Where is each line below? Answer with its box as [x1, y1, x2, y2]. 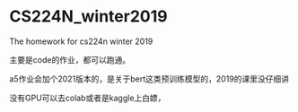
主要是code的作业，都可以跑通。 [9, 54, 131, 65]
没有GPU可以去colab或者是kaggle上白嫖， [9, 92, 166, 103]
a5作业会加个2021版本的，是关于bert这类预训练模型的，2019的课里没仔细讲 [9, 73, 290, 84]
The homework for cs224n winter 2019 [9, 36, 153, 47]
